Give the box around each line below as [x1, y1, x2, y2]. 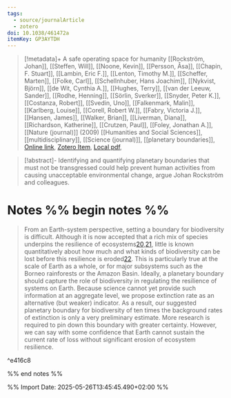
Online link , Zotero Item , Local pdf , [23, 143, 122, 151]
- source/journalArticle [13, 17, 85, 23]
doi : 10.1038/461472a [7, 29, 70, 37]
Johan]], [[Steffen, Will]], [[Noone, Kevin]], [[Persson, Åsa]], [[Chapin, [23, 62, 223, 70]
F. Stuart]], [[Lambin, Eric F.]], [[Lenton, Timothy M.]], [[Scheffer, [23, 70, 208, 78]
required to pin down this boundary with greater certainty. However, [23, 321, 217, 329]
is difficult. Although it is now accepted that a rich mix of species [23, 233, 208, 241]
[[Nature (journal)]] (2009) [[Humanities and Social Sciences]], [23, 129, 203, 137]
